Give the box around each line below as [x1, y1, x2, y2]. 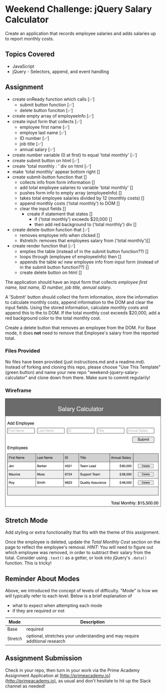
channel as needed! [5, 683, 45, 689]
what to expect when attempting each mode [12, 603, 102, 609]
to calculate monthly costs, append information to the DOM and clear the [5, 299, 154, 305]
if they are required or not [12, 608, 65, 614]
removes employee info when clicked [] [19, 232, 100, 238]
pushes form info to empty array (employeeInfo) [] [19, 189, 122, 195]
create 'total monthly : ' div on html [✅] [12, 163, 91, 169]
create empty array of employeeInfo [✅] [12, 113, 94, 119]
